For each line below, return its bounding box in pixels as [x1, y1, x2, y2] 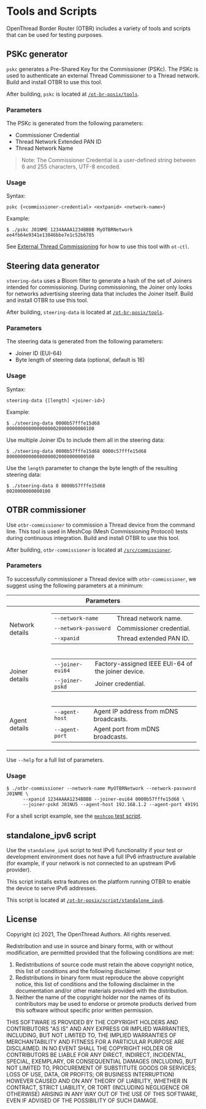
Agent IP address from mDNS [93, 707, 178, 715]
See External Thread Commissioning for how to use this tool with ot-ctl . [6, 243, 190, 250]
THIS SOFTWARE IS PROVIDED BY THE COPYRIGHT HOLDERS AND [6, 1018, 179, 1025]
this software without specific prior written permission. [15, 1006, 154, 1014]
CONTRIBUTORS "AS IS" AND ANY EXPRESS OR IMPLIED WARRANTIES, [6, 1025, 190, 1032]
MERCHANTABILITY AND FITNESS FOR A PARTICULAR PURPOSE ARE [6, 1038, 185, 1045]
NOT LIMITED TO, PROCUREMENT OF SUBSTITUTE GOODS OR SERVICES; [6, 1064, 197, 1072]
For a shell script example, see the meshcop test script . [6, 812, 142, 820]
